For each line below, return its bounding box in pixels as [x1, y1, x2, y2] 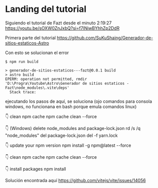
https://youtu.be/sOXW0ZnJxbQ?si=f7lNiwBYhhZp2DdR [5, 25, 120, 31]
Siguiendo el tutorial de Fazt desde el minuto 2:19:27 [5, 20, 112, 26]
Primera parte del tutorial [5, 35, 56, 41]
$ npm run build [5, 59, 39, 64]
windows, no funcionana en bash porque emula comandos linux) [5, 103, 137, 110]
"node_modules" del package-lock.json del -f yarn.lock [5, 132, 118, 138]
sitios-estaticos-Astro [5, 40, 49, 46]
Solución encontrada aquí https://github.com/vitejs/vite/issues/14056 [5, 177, 146, 183]
